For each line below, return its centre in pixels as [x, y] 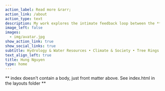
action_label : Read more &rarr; [38, 10]
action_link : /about [26, 14]
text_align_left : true [28, 55]
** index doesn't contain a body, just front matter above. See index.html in [80, 78]
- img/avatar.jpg [27, 37]
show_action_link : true [29, 42]
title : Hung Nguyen [25, 60]
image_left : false [24, 28]
